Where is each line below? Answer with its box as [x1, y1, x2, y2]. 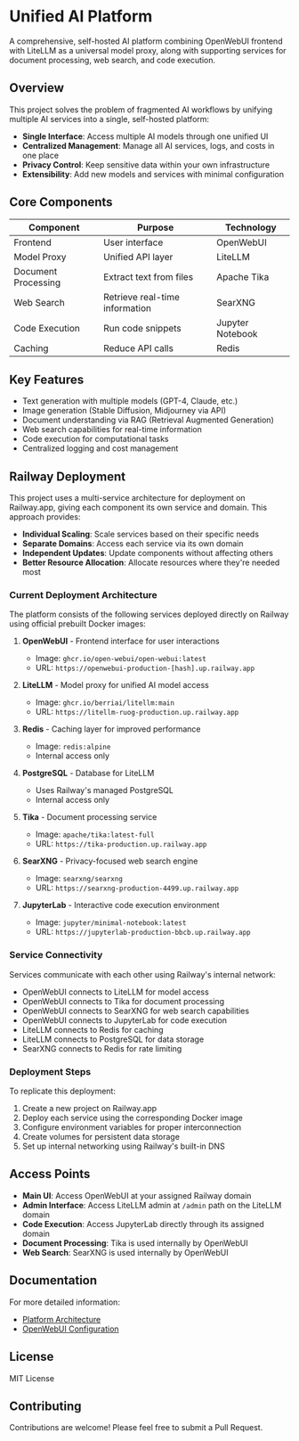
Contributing [9, 1398, 82, 1413]
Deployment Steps [9, 1065, 92, 1077]
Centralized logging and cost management [21, 443, 179, 454]
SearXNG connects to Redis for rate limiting [21, 1043, 182, 1053]
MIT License [9, 1372, 55, 1383]
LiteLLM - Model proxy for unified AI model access [21, 680, 209, 691]
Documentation [9, 1273, 98, 1289]
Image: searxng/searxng [35, 873, 123, 884]
